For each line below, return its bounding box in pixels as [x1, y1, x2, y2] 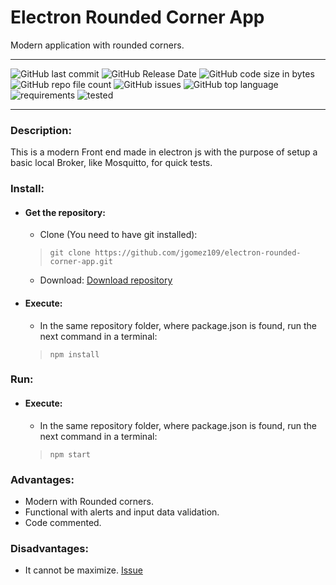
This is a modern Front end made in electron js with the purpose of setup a [10, 146, 318, 158]
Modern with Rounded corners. [24, 495, 154, 507]
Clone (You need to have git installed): [39, 229, 198, 241]
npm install [49, 349, 100, 360]
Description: [10, 123, 72, 137]
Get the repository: [24, 206, 106, 218]
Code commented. [24, 516, 102, 528]
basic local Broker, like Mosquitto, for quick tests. [10, 157, 213, 169]
